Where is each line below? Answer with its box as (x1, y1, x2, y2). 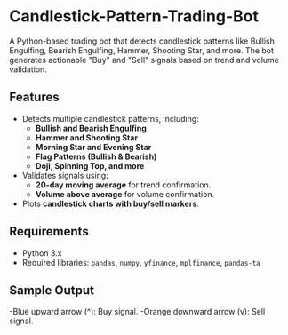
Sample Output (9, 283, 95, 298)
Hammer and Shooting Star (35, 132, 139, 143)
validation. (9, 64, 47, 75)
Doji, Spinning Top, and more (35, 160, 145, 171)
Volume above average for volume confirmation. (35, 188, 215, 199)
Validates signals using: (21, 170, 108, 180)
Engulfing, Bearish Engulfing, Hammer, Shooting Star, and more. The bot (9, 44, 274, 55)
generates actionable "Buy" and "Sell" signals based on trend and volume (9, 54, 280, 65)
